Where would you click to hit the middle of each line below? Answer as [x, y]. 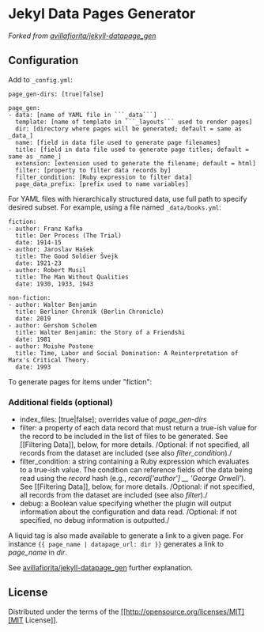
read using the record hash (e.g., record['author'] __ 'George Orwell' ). [133, 479]
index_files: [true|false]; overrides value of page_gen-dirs [113, 419]
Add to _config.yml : [41, 79]
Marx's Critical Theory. [49, 360]
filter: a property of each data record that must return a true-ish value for [138, 428]
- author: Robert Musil [47, 270]
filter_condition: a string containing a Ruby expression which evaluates [134, 462]
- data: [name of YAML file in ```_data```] [83, 115]
